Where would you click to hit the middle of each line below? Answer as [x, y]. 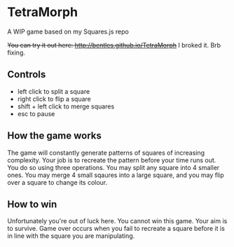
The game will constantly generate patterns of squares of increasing [106, 153]
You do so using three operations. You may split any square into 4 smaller [113, 167]
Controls [27, 75]
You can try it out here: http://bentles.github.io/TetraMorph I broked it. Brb [114, 45]
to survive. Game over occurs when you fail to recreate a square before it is [116, 229]
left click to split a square [54, 91]
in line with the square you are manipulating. [71, 236]
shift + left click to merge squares [66, 106]
